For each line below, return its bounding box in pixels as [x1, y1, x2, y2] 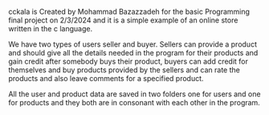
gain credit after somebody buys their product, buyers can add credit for [8, 56, 249, 66]
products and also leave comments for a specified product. [8, 74, 204, 83]
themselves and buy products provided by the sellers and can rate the [8, 65, 241, 75]
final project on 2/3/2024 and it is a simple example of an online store [8, 15, 238, 25]
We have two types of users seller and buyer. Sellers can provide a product [8, 39, 257, 49]
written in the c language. [8, 24, 93, 33]
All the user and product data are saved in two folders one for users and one [8, 89, 261, 99]
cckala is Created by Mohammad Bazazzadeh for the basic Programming [8, 7, 251, 16]
